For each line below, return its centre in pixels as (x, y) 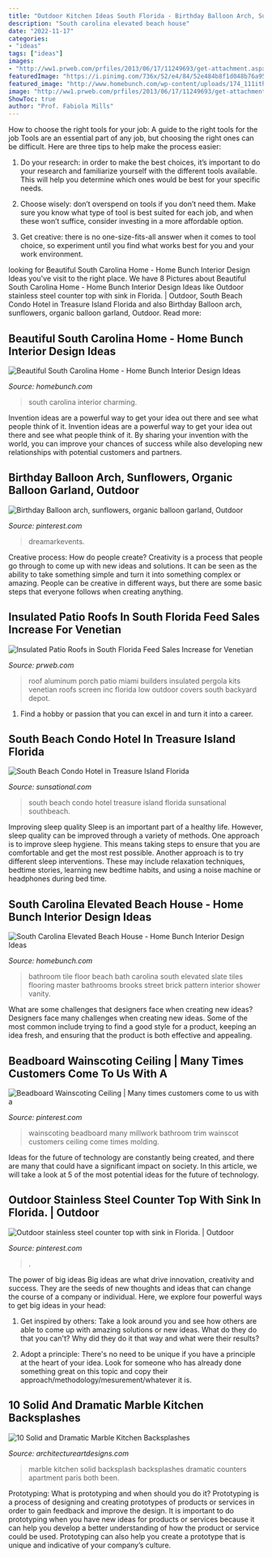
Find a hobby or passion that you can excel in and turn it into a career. (136, 714)
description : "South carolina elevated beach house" (99, 24)
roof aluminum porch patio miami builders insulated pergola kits (134, 680)
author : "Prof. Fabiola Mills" (61, 106)
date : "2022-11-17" (41, 31)
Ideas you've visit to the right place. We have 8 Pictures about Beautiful (127, 279)
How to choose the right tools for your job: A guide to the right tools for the (133, 130)
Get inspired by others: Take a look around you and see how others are (138, 1321)
